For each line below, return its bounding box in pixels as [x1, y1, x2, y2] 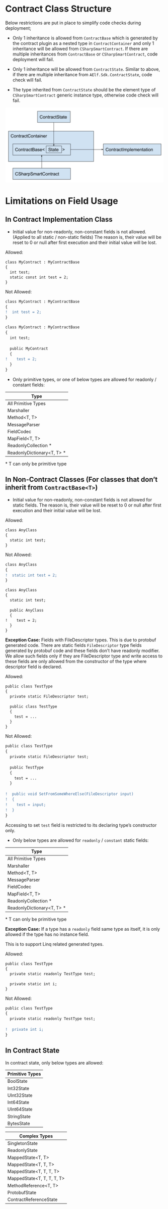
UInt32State [7, 1092, 33, 1098]
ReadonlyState [7, 1147, 38, 1153]
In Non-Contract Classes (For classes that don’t [5, 475, 158, 484]
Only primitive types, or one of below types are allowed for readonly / [12, 377, 157, 383]
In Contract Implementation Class [5, 215, 113, 224]
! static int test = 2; [5, 573, 57, 578]
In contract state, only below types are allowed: [5, 1060, 104, 1066]
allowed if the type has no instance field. [5, 931, 90, 937]
